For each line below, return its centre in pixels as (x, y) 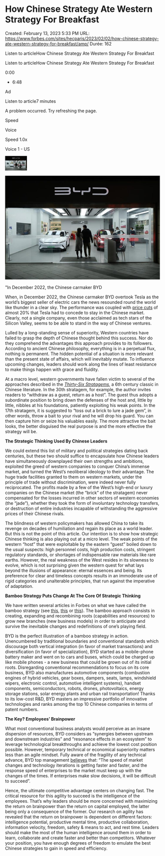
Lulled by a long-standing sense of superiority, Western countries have (77, 332)
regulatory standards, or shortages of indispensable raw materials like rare (81, 555)
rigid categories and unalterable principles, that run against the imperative (80, 581)
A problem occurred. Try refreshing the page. (51, 111)
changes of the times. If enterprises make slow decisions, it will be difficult (81, 775)
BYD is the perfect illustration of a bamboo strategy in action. (67, 636)
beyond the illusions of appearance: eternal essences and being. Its (74, 570)
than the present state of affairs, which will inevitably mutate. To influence (80, 359)
